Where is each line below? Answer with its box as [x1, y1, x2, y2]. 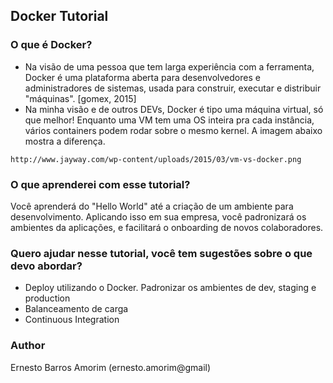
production [24, 292, 71, 304]
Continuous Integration [24, 314, 120, 326]
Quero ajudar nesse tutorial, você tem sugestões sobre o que [10, 246, 313, 260]
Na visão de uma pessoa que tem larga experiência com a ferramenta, [24, 60, 315, 73]
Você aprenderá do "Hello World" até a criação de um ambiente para [10, 200, 294, 212]
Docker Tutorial [10, 8, 109, 25]
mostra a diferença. [24, 135, 106, 147]
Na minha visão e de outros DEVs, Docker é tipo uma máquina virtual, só [24, 103, 324, 115]
